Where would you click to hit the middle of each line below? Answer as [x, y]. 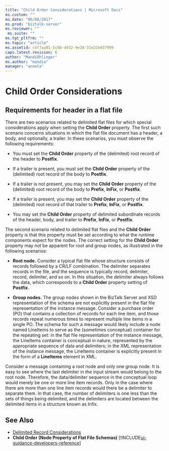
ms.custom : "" [20, 15]
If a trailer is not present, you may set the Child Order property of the [84, 184]
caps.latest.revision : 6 [31, 52]
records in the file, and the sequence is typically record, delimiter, [80, 272]
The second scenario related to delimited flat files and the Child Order [78, 230]
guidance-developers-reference [46, 443]
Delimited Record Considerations [47, 432]
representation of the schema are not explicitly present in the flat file [84, 303]
